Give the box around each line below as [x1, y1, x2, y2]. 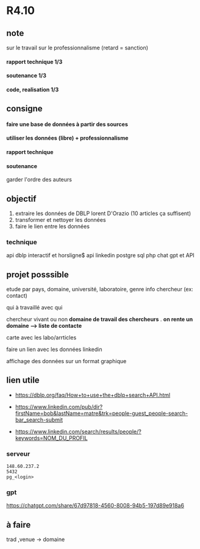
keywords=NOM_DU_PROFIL [15, 434, 88, 442]
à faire [6, 519, 31, 530]
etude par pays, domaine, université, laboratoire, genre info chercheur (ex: [6, 286, 193, 293]
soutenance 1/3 [6, 72, 47, 79]
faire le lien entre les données [15, 222, 90, 230]
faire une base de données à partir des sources [6, 120, 128, 128]
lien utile [6, 375, 40, 386]
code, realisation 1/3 [6, 86, 59, 93]
